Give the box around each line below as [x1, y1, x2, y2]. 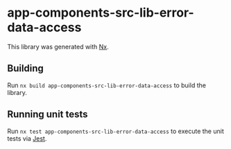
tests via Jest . [7, 134, 47, 143]
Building [7, 62, 44, 74]
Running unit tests [7, 109, 88, 121]
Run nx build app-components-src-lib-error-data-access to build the [7, 81, 207, 89]
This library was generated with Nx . [7, 42, 109, 51]
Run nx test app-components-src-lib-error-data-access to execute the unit [7, 127, 224, 135]
